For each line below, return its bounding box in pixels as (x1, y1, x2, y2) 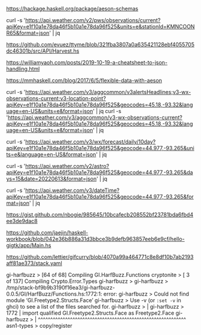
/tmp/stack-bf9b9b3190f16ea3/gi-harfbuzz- (6, 284, 115, 291)
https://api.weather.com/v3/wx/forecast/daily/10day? (25, 138, 156, 145)
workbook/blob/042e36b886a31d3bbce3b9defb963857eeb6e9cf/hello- (6, 236, 185, 242)
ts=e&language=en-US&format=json (6, 151, 96, 158)
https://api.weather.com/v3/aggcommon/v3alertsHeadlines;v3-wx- (25, 89, 191, 95)
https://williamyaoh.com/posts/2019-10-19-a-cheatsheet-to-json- (6, 59, 167, 66)
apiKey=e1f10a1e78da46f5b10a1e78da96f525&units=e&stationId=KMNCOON (6, 23, 195, 30)
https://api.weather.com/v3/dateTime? (25, 187, 120, 194)
